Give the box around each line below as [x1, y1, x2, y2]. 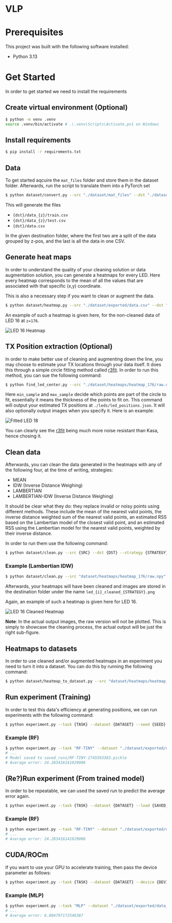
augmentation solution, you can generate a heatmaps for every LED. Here [5, 272, 160, 278]
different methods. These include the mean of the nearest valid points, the [5, 509, 162, 515]
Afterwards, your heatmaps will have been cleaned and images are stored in [5, 583, 166, 590]
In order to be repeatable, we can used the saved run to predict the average [5, 788, 165, 794]
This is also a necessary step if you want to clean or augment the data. [5, 293, 155, 299]
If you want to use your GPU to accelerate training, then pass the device [5, 864, 157, 870]
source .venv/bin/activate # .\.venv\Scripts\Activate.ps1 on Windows [5, 122, 159, 127]
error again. [5, 793, 30, 799]
